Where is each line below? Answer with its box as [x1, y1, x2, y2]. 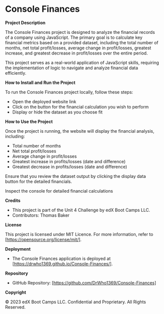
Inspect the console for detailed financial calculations [5, 188, 113, 194]
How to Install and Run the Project [5, 80, 76, 86]
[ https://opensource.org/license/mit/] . [5, 236, 82, 242]
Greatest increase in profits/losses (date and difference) [12, 158, 126, 164]
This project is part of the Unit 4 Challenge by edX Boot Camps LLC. [12, 207, 151, 213]
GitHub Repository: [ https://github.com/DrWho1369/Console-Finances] [12, 280, 156, 285]
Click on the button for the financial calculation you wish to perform [12, 104, 149, 110]
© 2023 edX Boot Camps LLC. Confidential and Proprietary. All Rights [5, 299, 146, 305]
